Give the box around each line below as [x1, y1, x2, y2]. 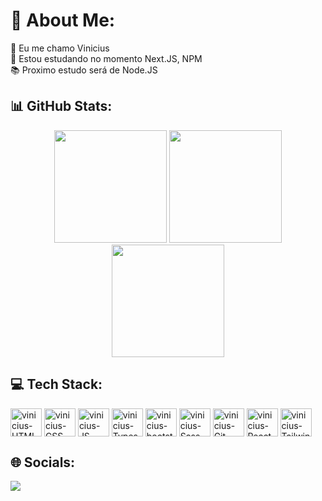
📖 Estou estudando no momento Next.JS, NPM [10, 52, 203, 64]
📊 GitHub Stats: [10, 98, 113, 115]
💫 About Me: [10, 9, 116, 32]
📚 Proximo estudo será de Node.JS [10, 64, 158, 76]
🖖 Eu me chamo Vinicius [10, 42, 110, 54]
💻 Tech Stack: [10, 376, 103, 393]
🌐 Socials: [10, 454, 76, 471]
